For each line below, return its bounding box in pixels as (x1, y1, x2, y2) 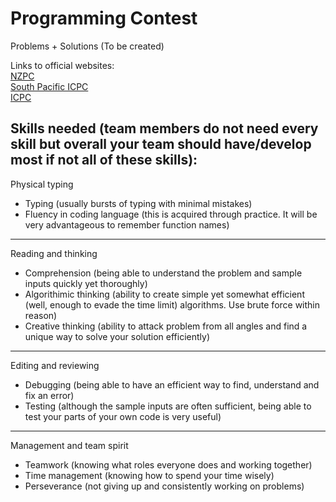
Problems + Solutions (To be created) (10, 40, 165, 52)
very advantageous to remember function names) (24, 218, 230, 231)
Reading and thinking (10, 247, 98, 259)
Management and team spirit (10, 439, 129, 451)
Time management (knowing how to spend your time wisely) (24, 469, 275, 481)
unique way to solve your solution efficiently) (24, 330, 211, 342)
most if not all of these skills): (10, 152, 198, 169)
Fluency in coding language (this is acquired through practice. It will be (24, 208, 318, 220)
